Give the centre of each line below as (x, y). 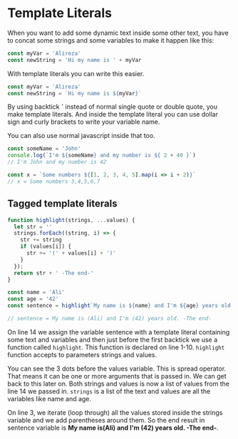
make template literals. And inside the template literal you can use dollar (113, 115)
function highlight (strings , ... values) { (71, 220)
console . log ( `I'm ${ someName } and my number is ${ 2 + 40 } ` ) (102, 155)
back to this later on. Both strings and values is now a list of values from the (119, 384)
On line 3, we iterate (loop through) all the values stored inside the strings (115, 412)
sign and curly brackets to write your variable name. (84, 122)
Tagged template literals (62, 204)
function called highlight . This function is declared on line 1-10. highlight (116, 347)
